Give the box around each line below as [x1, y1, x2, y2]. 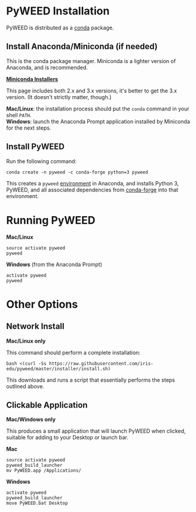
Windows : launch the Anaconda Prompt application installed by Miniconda [6, 118, 190, 125]
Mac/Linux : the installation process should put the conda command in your [6, 105, 189, 112]
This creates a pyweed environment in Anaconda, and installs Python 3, [6, 179, 179, 187]
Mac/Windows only [6, 416, 56, 423]
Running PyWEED [6, 213, 96, 227]
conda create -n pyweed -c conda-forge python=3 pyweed [6, 169, 148, 175]
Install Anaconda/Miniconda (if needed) [6, 41, 158, 52]
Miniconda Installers [6, 75, 59, 82]
